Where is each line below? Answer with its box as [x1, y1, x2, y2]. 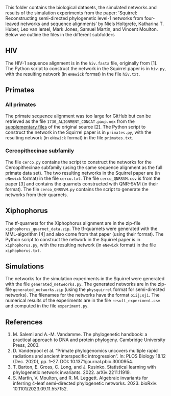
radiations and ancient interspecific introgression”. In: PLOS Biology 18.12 [12, 353, 166, 359]
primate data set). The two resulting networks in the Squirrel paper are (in [5, 170, 160, 176]
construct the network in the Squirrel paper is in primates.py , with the [5, 129, 152, 135]
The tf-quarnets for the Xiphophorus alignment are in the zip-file [5, 220, 141, 226]
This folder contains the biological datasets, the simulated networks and [5, 5, 157, 10]
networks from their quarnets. [5, 192, 68, 198]
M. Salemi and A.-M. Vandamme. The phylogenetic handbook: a [12, 331, 148, 338]
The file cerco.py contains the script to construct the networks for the [5, 159, 152, 165]
